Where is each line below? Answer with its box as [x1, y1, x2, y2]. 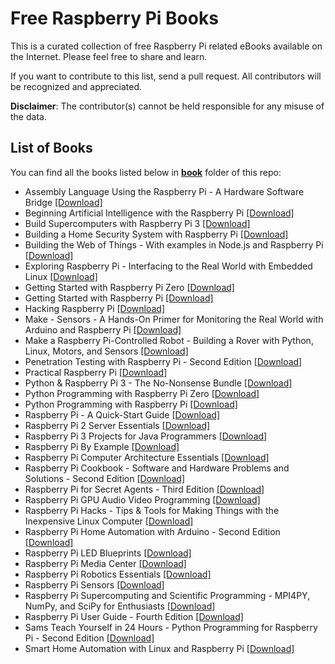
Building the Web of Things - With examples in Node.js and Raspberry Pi [24, 238, 324, 251]
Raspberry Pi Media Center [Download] [24, 557, 187, 569]
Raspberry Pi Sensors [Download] [24, 578, 165, 591]
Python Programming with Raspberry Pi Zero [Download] [24, 387, 260, 399]
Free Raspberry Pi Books [10, 7, 219, 30]
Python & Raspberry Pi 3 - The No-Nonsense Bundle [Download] [24, 377, 293, 389]
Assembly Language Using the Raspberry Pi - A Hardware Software [24, 185, 305, 197]
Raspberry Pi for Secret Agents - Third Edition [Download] [24, 483, 265, 495]
